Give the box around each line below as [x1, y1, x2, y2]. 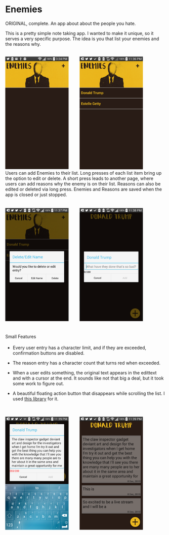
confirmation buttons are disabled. [12, 350, 85, 356]
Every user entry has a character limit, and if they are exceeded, [12, 344, 147, 351]
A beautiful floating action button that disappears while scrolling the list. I [12, 390, 165, 397]
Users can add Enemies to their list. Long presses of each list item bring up [5, 170, 162, 176]
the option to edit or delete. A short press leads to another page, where [5, 175, 153, 181]
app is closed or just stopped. [5, 192, 67, 198]
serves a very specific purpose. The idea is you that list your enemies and [5, 36, 159, 42]
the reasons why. [5, 41, 41, 47]
